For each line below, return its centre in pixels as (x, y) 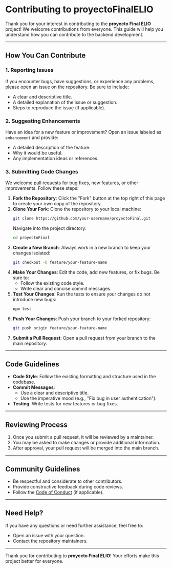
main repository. (30, 343)
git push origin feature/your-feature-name (60, 328)
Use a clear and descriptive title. (54, 393)
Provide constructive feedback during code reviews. (68, 487)
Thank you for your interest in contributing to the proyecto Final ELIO (78, 24)
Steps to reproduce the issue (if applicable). (59, 107)
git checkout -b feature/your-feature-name (60, 262)
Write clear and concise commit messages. (66, 288)
